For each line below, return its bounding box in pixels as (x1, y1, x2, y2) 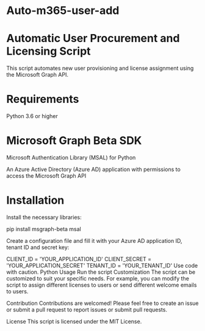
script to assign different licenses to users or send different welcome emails (6, 281, 197, 288)
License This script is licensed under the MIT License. (6, 318, 142, 325)
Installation (6, 193, 65, 207)
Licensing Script (6, 44, 91, 58)
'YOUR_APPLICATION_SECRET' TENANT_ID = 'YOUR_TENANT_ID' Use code (6, 262, 198, 269)
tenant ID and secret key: (6, 243, 70, 251)
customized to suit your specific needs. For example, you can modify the (6, 274, 189, 282)
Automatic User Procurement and (6, 32, 180, 46)
